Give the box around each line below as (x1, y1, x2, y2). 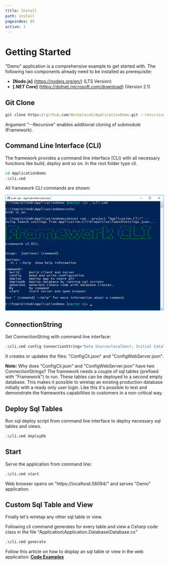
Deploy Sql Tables (5, 404, 63, 413)
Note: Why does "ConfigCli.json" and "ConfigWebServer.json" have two (5, 363, 155, 369)
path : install (5, 13, 35, 19)
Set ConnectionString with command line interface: (5, 334, 111, 340)
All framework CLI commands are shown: (5, 185, 91, 191)
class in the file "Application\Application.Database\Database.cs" (5, 529, 138, 535)
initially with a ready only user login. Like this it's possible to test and (5, 384, 147, 391)
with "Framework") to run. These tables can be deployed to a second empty (5, 374, 163, 380)
